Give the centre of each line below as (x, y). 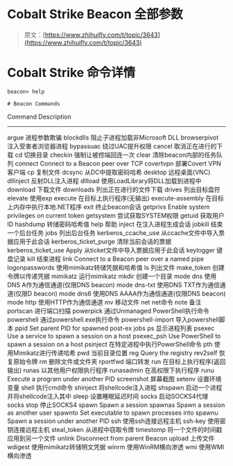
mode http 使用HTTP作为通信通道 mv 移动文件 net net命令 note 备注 (104, 302)
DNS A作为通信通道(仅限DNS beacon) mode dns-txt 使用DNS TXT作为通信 (114, 284)
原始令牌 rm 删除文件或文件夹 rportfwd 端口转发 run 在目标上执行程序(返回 (119, 361)
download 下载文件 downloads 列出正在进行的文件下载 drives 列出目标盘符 (114, 189)
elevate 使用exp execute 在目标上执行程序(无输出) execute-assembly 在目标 (115, 198)
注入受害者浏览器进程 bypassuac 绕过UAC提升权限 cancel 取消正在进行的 (112, 146)
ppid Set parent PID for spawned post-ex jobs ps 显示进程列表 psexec (115, 328)
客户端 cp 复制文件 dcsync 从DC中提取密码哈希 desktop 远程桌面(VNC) (109, 172)
